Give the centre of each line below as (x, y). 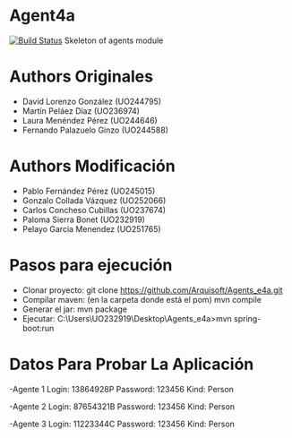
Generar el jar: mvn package (75, 309)
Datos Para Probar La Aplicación (132, 364)
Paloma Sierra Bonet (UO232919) (84, 219)
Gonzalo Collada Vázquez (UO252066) (94, 200)
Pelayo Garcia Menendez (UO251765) (91, 228)
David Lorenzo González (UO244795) (92, 101)
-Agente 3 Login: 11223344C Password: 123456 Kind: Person (122, 424)
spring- (248, 318)
